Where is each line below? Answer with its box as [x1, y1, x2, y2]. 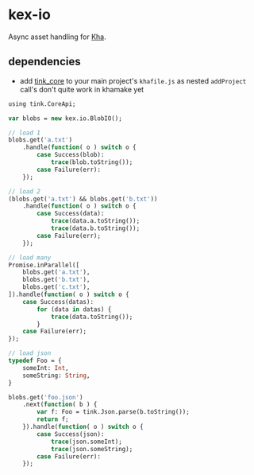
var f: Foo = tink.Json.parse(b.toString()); [37, 408, 190, 416]
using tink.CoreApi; [8, 99, 77, 108]
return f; [37, 415, 69, 423]
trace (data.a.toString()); [50, 217, 140, 225]
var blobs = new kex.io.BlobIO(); [8, 114, 123, 123]
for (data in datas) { [37, 305, 112, 313]
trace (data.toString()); [50, 313, 133, 321]
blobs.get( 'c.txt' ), [22, 283, 90, 291]
